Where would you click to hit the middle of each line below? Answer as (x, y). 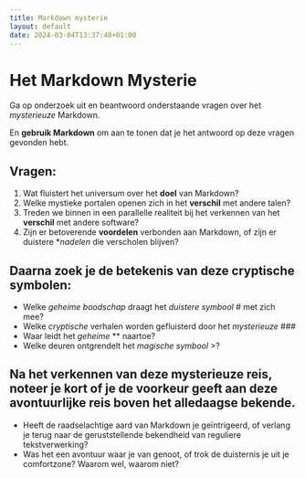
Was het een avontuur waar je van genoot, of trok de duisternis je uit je (156, 454)
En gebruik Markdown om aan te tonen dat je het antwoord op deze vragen (152, 133)
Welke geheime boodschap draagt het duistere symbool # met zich (149, 306)
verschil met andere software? (81, 223)
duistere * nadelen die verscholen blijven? (101, 242)
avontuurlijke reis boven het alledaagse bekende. (152, 403)
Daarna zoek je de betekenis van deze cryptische (152, 271)
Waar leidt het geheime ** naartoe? (89, 335)
